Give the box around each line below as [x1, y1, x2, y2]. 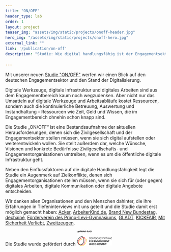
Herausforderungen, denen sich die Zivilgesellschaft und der [5, 129, 133, 135]
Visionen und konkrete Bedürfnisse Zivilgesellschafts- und [5, 146, 128, 152]
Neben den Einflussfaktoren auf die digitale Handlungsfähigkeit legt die [5, 166, 155, 172]
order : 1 [5, 19, 24, 24]
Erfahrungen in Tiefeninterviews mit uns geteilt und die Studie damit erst [5, 203, 157, 210]
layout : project [5, 25, 40, 30]
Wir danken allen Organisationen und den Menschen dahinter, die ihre [5, 198, 152, 204]
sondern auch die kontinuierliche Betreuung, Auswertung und [5, 103, 135, 109]
